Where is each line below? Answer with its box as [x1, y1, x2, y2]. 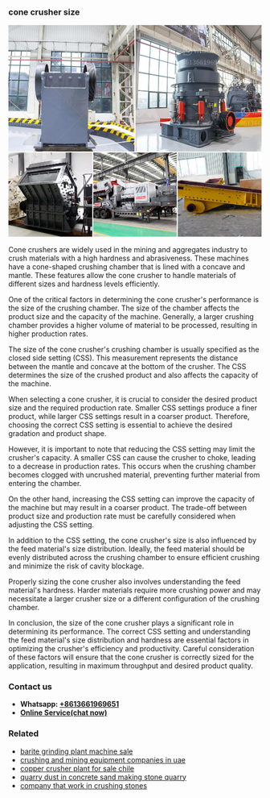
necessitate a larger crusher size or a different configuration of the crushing [8, 593, 260, 603]
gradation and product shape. [8, 428, 107, 438]
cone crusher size [8, 6, 80, 18]
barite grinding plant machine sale [19, 746, 133, 756]
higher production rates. [8, 329, 88, 339]
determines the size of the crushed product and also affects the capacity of [8, 370, 259, 380]
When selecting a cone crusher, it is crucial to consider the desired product [8, 394, 258, 404]
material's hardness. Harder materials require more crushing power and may [8, 585, 261, 595]
